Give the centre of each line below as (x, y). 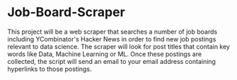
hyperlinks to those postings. (50, 69)
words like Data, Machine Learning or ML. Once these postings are (105, 54)
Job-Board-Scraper (66, 12)
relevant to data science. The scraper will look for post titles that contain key (118, 46)
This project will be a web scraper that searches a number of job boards (112, 32)
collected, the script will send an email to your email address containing (111, 61)
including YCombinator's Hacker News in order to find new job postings (112, 39)
